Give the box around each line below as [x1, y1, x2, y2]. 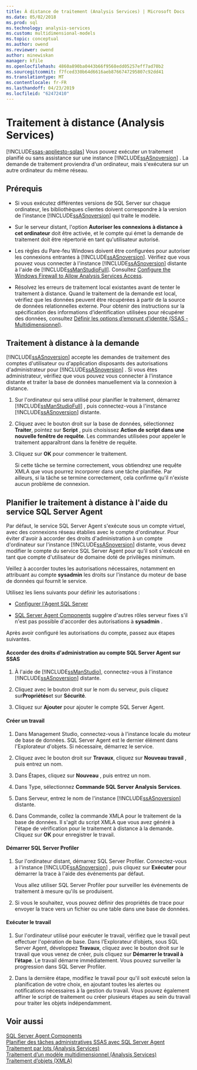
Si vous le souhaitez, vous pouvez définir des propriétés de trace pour [14, 899, 185, 906]
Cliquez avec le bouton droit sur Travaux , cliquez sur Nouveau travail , [14, 754, 186, 761]
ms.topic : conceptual [6, 36, 59, 42]
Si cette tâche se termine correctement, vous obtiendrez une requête [14, 462, 182, 469]
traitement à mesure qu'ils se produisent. [14, 888, 114, 895]
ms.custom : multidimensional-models [6, 31, 96, 36]
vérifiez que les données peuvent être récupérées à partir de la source [14, 296, 186, 303]
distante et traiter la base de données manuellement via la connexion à [6, 379, 177, 386]
